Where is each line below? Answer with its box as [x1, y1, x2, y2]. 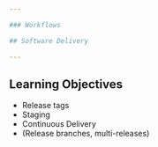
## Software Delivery [9, 36, 89, 45]
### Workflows [9, 20, 62, 29]
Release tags [21, 100, 70, 111]
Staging [21, 109, 51, 120]
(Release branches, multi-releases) [21, 129, 150, 139]
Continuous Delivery [21, 119, 97, 129]
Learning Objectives [9, 77, 124, 92]
